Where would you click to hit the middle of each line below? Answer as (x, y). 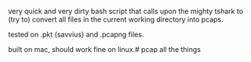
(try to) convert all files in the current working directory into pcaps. (116, 19)
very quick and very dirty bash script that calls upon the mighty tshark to (126, 11)
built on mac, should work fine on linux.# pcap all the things (105, 49)
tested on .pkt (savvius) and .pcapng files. (76, 34)
